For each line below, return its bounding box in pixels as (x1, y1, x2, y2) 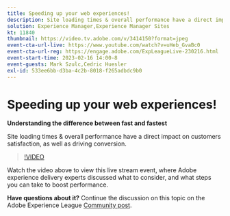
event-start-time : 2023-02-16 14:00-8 (7, 55, 118, 62)
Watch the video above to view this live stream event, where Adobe (7, 166, 197, 174)
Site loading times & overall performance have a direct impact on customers (7, 133, 221, 141)
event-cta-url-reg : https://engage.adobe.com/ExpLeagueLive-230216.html (7, 49, 219, 55)
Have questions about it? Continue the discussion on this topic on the (7, 194, 205, 202)
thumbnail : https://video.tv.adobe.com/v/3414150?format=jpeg (7, 36, 188, 42)
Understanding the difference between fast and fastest (7, 119, 168, 127)
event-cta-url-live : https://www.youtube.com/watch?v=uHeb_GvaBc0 (7, 42, 201, 49)
